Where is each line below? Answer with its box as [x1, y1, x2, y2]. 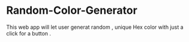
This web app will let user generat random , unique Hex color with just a [6, 23, 184, 31]
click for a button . [6, 29, 52, 37]
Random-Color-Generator [6, 4, 138, 17]
